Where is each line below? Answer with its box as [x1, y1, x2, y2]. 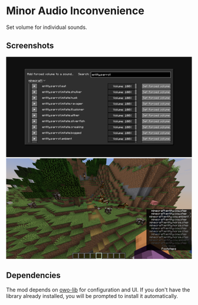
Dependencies [6, 270, 61, 281]
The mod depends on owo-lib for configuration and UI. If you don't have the [6, 286, 190, 293]
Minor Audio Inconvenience [6, 4, 144, 18]
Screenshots [6, 41, 54, 51]
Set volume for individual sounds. [6, 24, 87, 31]
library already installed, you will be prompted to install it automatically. [6, 292, 179, 299]
